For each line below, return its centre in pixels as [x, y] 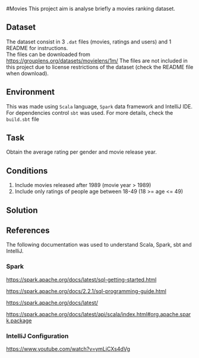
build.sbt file [23, 119]
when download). [28, 73]
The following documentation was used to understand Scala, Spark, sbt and [99, 245]
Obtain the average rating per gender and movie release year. [82, 152]
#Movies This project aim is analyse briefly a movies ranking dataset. [91, 9]
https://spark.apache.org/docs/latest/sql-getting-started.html [81, 279]
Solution [22, 210]
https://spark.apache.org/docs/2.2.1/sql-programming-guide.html [86, 291]
